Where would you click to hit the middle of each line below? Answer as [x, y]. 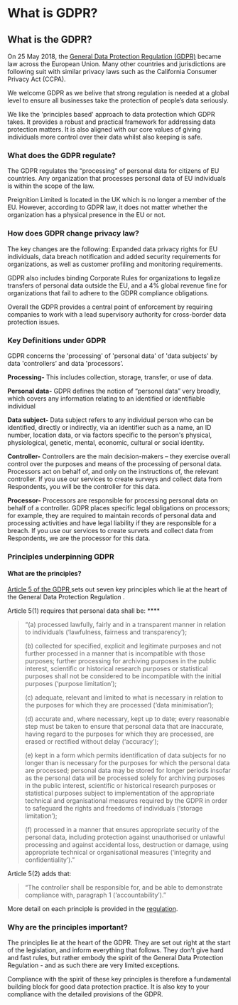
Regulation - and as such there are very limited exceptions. [93, 965]
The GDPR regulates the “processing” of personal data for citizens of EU [113, 171]
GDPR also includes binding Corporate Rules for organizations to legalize [114, 278]
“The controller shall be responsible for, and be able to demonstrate [124, 888]
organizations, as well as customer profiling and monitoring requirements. [115, 264]
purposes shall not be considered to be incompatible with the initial [123, 676]
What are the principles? [44, 574]
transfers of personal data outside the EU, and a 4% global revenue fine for [117, 285]
